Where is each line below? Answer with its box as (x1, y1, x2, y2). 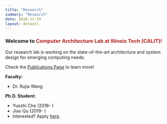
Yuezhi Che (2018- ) (12, 103, 54, 109)
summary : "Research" (5, 12, 48, 17)
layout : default (5, 21, 39, 26)
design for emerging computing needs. (5, 54, 85, 60)
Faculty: (5, 73, 23, 80)
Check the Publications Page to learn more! (5, 64, 95, 70)
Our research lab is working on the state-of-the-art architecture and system (5, 49, 161, 55)
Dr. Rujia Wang (12, 83, 43, 89)
